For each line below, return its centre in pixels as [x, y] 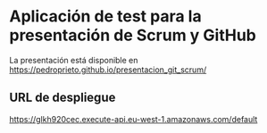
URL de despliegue [63, 98]
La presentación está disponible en [74, 60]
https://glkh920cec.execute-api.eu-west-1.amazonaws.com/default [133, 119]
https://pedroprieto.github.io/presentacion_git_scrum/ [108, 70]
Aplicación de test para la [106, 17]
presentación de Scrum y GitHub [133, 35]
